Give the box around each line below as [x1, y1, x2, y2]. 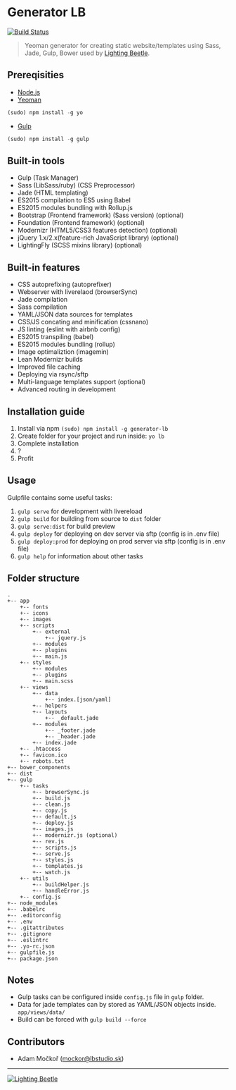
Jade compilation [17, 295, 68, 304]
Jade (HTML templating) [17, 188, 88, 197]
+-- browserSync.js [32, 788, 90, 795]
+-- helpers [32, 702, 68, 709]
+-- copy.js [32, 807, 68, 814]
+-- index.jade [32, 739, 77, 746]
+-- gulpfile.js [7, 949, 55, 956]
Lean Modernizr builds [17, 355, 83, 364]
